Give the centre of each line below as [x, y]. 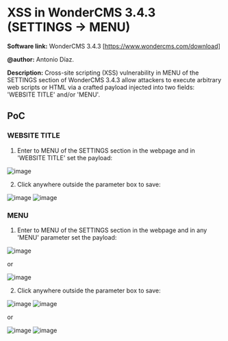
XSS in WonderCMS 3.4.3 [81, 13]
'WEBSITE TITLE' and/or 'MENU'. [54, 94]
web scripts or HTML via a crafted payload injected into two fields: [101, 87]
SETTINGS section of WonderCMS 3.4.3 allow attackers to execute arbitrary [114, 79]
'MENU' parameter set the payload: [67, 237]
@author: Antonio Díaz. [40, 59]
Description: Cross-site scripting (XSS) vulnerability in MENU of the [103, 73]
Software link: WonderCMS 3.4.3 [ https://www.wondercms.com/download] [114, 46]
